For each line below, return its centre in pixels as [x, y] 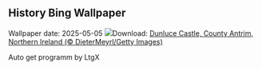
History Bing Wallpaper [67, 13]
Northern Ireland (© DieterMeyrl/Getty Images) [86, 41]
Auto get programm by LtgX [54, 57]
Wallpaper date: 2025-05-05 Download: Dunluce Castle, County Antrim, [131, 33]
